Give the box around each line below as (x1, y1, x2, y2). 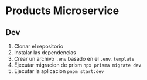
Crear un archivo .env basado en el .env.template (13, 55, 135, 62)
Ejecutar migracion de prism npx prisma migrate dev (13, 61, 142, 68)
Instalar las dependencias (13, 49, 77, 56)
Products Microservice (5, 4, 119, 18)
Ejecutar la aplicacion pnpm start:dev (13, 68, 104, 74)
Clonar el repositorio (13, 43, 64, 50)
